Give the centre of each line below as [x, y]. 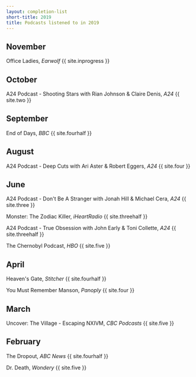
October [22, 80]
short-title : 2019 [29, 17]
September [27, 119]
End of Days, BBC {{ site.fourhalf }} [49, 133]
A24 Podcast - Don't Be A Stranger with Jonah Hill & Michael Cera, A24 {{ [96, 199]
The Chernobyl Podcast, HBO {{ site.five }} [58, 246]
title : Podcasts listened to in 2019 [53, 23]
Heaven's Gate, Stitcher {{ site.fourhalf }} [56, 279]
